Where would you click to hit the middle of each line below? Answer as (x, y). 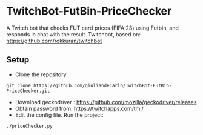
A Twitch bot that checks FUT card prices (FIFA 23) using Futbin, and (92, 28)
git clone (19, 85)
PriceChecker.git (28, 91)
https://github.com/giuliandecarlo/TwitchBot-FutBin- (102, 85)
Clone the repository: (42, 74)
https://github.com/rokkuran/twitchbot (54, 41)
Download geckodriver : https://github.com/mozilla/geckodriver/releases (106, 102)
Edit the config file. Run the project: (59, 115)
